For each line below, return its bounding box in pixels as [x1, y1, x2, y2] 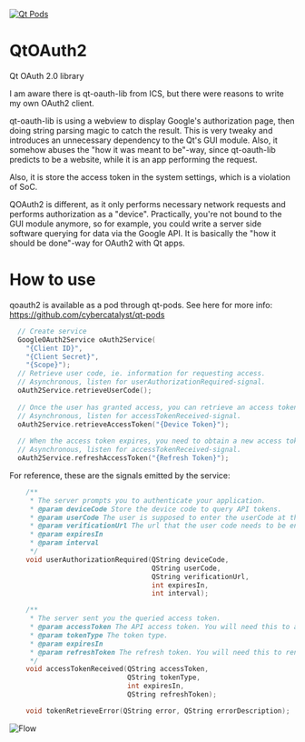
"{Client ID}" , [25, 344, 84, 353]
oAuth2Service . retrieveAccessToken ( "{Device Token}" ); [17, 419, 230, 429]
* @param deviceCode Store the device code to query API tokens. [29, 505, 282, 514]
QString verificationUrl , [151, 572, 250, 581]
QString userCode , [151, 564, 221, 573]
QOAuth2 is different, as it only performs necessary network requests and [9, 198, 286, 209]
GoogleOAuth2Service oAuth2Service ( [17, 335, 156, 345]
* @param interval [29, 538, 100, 547]
